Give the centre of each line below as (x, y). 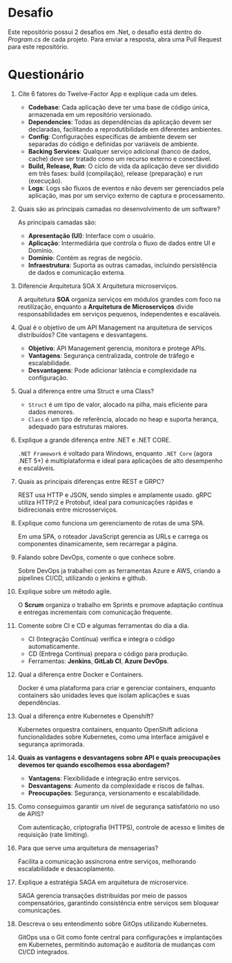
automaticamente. (54, 646)
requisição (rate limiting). (53, 834)
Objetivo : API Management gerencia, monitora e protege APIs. (117, 348)
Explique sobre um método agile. (65, 591)
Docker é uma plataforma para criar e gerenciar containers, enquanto (117, 687)
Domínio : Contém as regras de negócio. (85, 258)
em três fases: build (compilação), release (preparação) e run (115, 173)
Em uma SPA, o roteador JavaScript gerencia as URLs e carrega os (113, 536)
